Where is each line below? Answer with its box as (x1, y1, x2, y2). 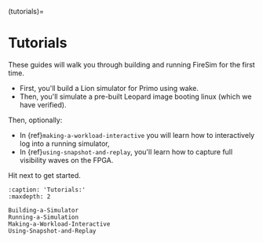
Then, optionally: (8, 115, 63, 125)
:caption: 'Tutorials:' (8, 186, 86, 194)
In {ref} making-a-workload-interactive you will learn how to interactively (19, 130, 255, 140)
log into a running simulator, (19, 139, 110, 148)
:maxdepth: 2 (8, 192, 51, 201)
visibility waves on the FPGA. (19, 155, 114, 165)
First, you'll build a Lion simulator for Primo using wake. (19, 83, 199, 92)
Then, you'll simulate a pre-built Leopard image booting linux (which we (19, 92, 252, 101)
